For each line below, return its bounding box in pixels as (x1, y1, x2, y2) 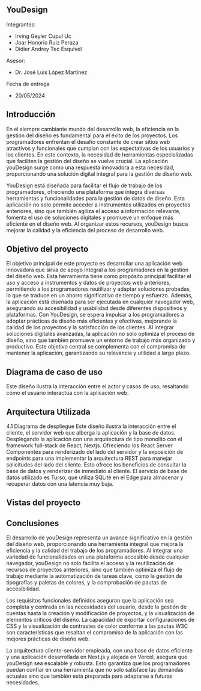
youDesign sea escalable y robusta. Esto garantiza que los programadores (6, 660, 190, 667)
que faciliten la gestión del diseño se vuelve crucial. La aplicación (6, 157, 168, 164)
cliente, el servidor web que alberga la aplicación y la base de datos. (6, 429, 176, 436)
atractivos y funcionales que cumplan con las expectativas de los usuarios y (6, 144, 195, 152)
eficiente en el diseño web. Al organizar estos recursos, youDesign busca (6, 220, 188, 228)
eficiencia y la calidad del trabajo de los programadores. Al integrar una (6, 547, 183, 554)
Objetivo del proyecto (6, 244, 89, 255)
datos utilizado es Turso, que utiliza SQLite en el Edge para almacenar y (6, 474, 184, 481)
